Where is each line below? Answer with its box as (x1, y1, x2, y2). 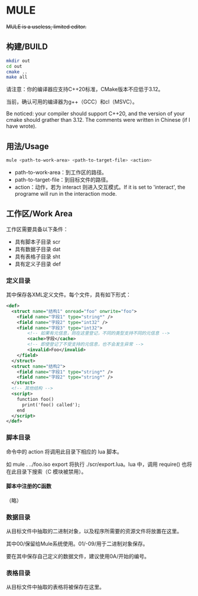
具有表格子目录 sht (14, 252, 60, 260)
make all (6, 74, 28, 80)
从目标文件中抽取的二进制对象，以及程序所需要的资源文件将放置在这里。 (6, 527, 182, 535)
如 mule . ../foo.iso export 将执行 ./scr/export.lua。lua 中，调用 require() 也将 (6, 461, 192, 468)
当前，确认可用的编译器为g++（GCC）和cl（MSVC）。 (6, 98, 138, 105)
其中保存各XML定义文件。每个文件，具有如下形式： (6, 291, 132, 299)
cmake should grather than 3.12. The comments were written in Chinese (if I (6, 116, 190, 124)
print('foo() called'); (21, 401, 81, 408)
